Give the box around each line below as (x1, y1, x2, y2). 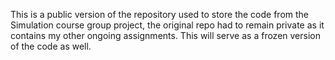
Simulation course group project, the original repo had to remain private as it (10, 19, 325, 31)
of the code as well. (10, 40, 92, 52)
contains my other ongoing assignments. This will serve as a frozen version (10, 30, 321, 41)
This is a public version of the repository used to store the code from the (10, 9, 309, 20)
